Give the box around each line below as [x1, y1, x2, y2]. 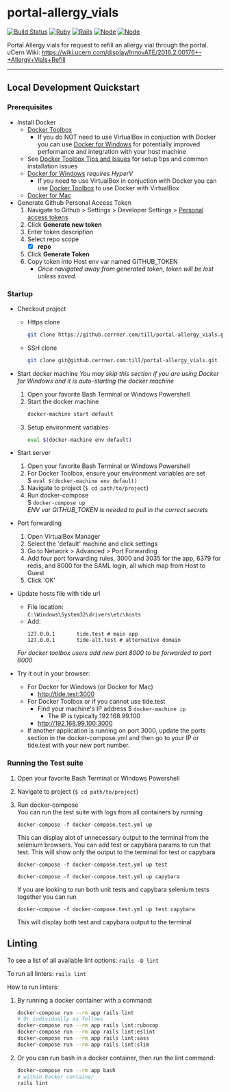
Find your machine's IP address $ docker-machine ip [37, 704, 186, 713]
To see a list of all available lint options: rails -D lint [7, 956, 159, 964]
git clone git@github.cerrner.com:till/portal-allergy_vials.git [27, 357, 218, 364]
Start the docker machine [27, 397, 99, 405]
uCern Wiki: [7, 48, 40, 56]
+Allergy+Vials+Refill [7, 55, 66, 63]
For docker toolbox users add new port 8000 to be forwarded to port [16, 649, 212, 657]
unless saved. [37, 271, 77, 280]
